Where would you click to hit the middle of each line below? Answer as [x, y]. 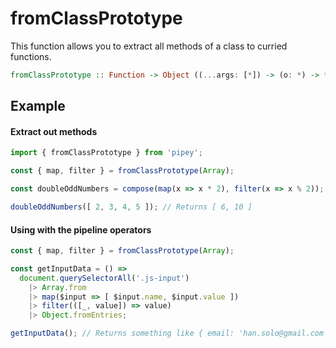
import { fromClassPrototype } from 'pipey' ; [106, 153]
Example [38, 106]
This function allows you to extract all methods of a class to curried [149, 46]
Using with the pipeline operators [81, 229]
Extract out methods [54, 131]
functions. [31, 56]
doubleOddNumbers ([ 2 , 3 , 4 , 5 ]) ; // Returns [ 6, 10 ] [131, 207]
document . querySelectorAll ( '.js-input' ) [104, 278]
